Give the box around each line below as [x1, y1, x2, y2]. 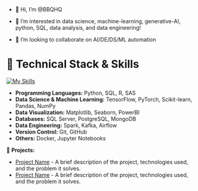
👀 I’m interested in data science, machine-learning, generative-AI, [15, 18, 181, 24]
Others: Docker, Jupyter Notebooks [15, 134, 106, 142]
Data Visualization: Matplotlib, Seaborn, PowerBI [15, 109, 140, 116]
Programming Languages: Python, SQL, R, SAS [15, 89, 136, 96]
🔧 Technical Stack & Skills [6, 57, 139, 71]
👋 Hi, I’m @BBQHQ [15, 6, 62, 13]
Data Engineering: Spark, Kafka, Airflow [15, 121, 117, 129]
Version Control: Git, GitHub [15, 128, 87, 135]
